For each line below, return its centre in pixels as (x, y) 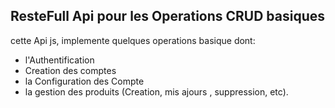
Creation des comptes (70, 70)
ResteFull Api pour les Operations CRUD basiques (168, 16)
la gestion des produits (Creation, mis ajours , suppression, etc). (156, 91)
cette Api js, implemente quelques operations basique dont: (133, 40)
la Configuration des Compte (84, 81)
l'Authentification (59, 60)
